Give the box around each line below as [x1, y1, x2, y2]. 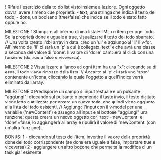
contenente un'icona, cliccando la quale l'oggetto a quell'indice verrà [5, 74, 143, 80]
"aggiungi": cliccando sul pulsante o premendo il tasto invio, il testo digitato [5, 94, 156, 100]
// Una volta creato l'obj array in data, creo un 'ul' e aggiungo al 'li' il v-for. [5, 39, 153, 45]
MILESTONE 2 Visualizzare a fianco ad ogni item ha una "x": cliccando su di [5, 64, 157, 70]
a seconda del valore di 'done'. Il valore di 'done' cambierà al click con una [5, 49, 154, 55]
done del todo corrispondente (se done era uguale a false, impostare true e [5, 139, 156, 145]
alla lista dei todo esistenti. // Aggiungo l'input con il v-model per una [5, 104, 143, 110]
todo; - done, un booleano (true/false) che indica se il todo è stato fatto [5, 15, 147, 20]
